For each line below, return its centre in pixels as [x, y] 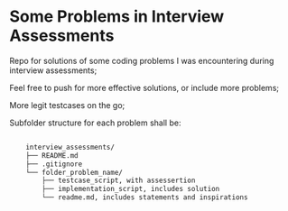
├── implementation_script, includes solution [131, 189]
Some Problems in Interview [117, 17]
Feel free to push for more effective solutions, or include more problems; [144, 87]
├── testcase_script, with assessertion [119, 181]
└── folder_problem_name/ [74, 172]
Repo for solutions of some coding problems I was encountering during [142, 60]
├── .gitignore [54, 164]
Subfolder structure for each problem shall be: [95, 123]
